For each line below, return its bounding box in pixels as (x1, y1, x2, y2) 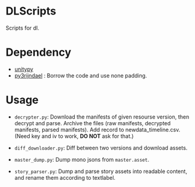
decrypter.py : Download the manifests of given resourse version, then (14, 113, 190, 120)
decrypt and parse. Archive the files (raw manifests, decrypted (14, 119, 171, 126)
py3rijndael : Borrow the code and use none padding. (14, 71, 147, 79)
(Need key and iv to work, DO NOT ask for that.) (14, 132, 134, 140)
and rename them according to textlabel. (14, 174, 116, 181)
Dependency (5, 45, 72, 59)
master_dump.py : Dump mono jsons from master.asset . (14, 156, 149, 163)
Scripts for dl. (5, 24, 40, 31)
